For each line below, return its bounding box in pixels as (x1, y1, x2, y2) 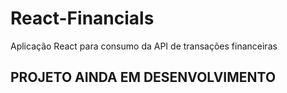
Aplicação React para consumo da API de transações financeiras (10, 40, 278, 52)
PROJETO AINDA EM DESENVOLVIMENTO (10, 69, 277, 86)
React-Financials (10, 7, 155, 30)
